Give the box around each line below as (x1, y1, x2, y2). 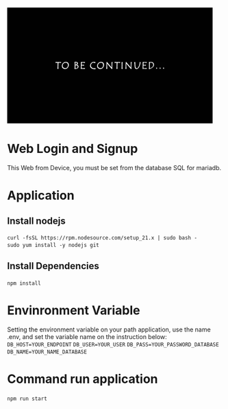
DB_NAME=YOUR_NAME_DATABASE (7, 348, 88, 355)
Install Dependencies (7, 260, 99, 272)
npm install (7, 279, 41, 287)
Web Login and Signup (7, 141, 138, 156)
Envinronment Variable (7, 303, 140, 318)
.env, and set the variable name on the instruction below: (7, 332, 168, 340)
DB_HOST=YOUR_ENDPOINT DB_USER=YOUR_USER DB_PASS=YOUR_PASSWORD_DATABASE (7, 341, 219, 348)
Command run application (7, 371, 159, 386)
